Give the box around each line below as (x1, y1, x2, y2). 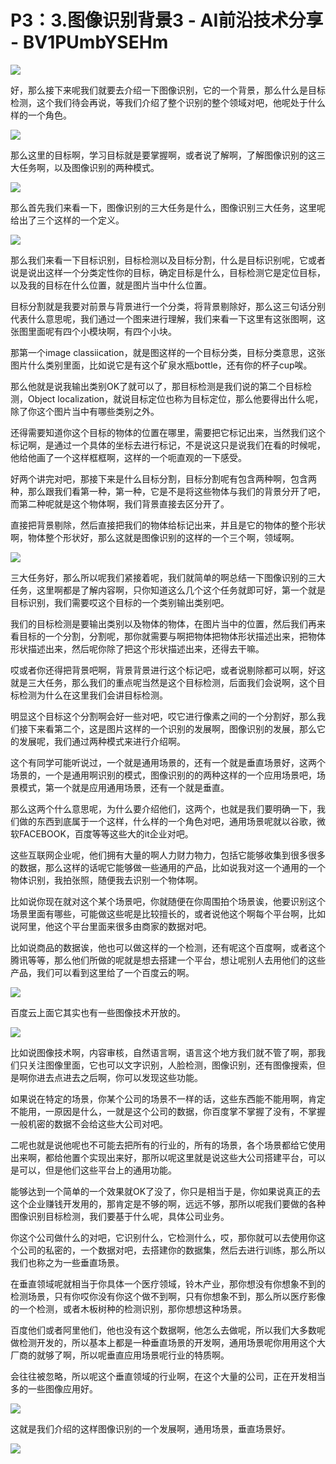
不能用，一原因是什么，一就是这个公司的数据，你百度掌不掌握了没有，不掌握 (10, 1105, 326, 1117)
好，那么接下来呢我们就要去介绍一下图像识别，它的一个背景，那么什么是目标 (10, 84, 326, 96)
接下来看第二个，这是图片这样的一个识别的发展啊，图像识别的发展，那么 (18, 722, 317, 735)
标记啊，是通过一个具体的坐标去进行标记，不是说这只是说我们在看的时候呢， (10, 439, 326, 451)
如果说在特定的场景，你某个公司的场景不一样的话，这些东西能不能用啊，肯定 (10, 1092, 326, 1105)
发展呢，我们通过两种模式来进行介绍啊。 (18, 735, 186, 747)
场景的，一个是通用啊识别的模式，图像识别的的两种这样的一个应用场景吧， (10, 769, 317, 781)
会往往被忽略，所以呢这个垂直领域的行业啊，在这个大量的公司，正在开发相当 (10, 1370, 326, 1382)
